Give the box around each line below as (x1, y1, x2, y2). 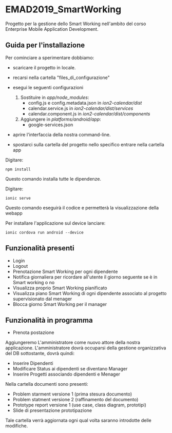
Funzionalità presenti (5, 244, 74, 252)
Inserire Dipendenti (12, 360, 53, 366)
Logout (12, 263, 28, 269)
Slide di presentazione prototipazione (12, 407, 92, 414)
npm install (5, 167, 31, 172)
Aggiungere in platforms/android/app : (20, 116, 101, 122)
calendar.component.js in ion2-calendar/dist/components (28, 110, 150, 116)
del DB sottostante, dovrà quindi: (5, 350, 75, 357)
